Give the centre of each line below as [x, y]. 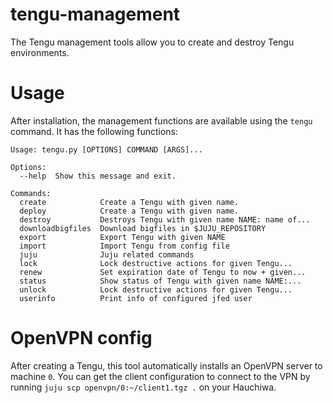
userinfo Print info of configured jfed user [136, 298]
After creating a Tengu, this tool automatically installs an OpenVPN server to [166, 365]
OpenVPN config [81, 338]
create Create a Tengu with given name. [129, 202]
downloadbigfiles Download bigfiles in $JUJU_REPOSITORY [143, 228]
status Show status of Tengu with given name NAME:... [160, 281]
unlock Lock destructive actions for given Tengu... [156, 289]
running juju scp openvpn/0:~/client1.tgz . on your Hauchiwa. [143, 387]
